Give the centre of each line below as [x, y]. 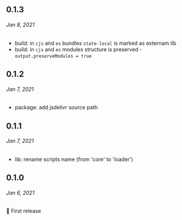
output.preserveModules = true [53, 56]
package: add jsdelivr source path [56, 107]
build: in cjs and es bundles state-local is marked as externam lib [95, 43]
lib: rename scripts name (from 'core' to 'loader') [74, 159]
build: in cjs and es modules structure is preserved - [79, 49]
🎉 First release [24, 211]
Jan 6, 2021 [20, 193]
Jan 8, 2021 [20, 24]
